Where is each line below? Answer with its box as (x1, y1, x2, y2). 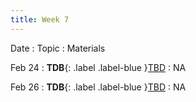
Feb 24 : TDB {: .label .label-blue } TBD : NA (10, 61, 187, 73)
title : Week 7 (10, 14, 70, 25)
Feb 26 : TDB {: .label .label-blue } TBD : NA (10, 81, 187, 93)
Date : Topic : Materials (10, 42, 106, 54)
